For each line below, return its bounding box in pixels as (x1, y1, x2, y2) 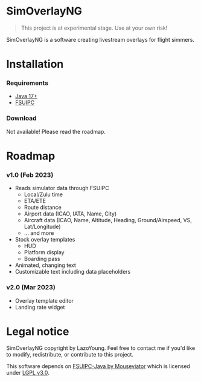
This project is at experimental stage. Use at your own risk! (21, 24, 168, 31)
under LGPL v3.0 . (6, 369, 49, 377)
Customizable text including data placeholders (14, 268, 131, 275)
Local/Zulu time (24, 191, 63, 198)
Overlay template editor (14, 297, 74, 304)
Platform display (24, 249, 65, 256)
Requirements (6, 79, 49, 87)
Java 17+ (14, 93, 37, 100)
